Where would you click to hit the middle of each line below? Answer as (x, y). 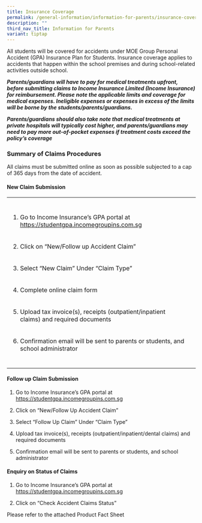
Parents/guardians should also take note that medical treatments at (94, 119)
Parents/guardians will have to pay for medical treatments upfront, (93, 82)
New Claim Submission (36, 187)
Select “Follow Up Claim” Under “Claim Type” (71, 422)
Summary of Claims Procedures (54, 154)
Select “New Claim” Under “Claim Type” (76, 268)
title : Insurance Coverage (40, 12)
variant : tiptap (27, 34)
